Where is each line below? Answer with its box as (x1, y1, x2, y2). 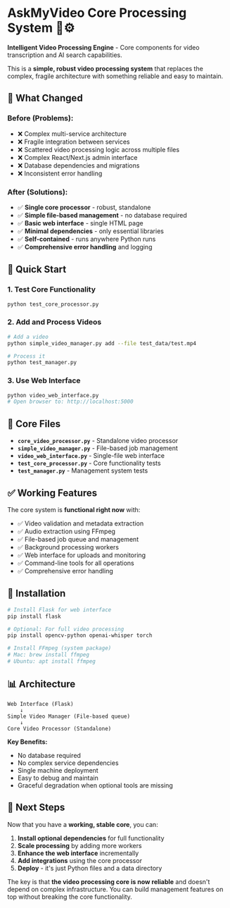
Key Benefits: (7, 738, 48, 746)
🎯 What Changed (7, 92, 83, 104)
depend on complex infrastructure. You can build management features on (7, 885, 224, 893)
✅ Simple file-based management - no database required (17, 211, 188, 219)
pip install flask (7, 613, 61, 620)
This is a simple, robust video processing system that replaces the (7, 64, 204, 73)
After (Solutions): (7, 187, 68, 197)
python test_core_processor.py (7, 301, 99, 308)
